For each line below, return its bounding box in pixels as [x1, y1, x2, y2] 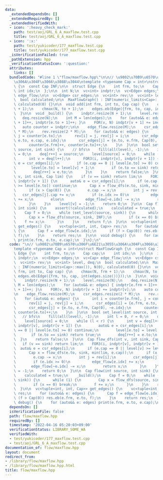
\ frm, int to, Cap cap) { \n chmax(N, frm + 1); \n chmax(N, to [14, 269, 158, 274]
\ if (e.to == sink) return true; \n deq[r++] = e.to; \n [14, 332, 158, 337]
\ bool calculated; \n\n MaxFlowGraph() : [14, 98, 103, 103]
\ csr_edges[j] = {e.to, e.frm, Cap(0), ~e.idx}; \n [14, 305, 131, 310]
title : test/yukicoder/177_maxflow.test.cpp [14, 48, 105, 52]
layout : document [5, 450, 40, 455]
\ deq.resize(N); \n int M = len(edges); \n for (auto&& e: [14, 115, 151, 120]
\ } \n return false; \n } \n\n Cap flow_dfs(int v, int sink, [14, 337, 151, 342]
